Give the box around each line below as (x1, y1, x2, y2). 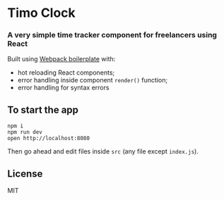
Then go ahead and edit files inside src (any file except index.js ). (7, 147, 199, 156)
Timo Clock (7, 5, 76, 21)
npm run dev (7, 129, 42, 136)
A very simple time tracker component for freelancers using (7, 30, 218, 40)
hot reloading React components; (17, 68, 115, 77)
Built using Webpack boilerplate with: (7, 55, 116, 63)
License (7, 168, 43, 180)
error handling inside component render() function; (17, 76, 168, 85)
